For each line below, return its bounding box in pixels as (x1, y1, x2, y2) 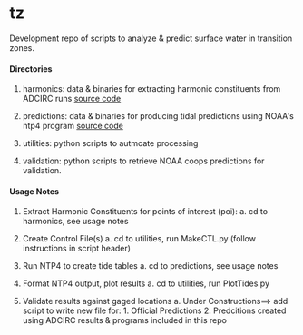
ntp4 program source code (22, 121, 124, 132)
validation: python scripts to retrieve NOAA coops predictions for (22, 155, 265, 166)
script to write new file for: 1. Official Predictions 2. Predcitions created (22, 305, 287, 316)
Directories (9, 63, 53, 74)
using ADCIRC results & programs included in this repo (22, 315, 227, 326)
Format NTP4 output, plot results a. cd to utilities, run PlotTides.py (22, 278, 270, 289)
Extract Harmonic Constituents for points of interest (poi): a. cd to (22, 206, 269, 217)
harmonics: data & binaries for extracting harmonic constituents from (22, 84, 281, 94)
